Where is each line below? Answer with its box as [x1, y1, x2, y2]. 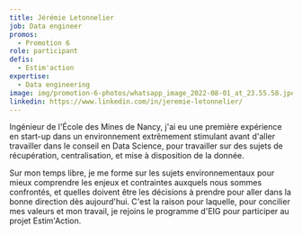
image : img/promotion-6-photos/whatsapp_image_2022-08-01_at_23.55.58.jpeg [9, 88, 299, 97]
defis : [9, 55, 34, 64]
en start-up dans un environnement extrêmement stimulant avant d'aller [9, 131, 276, 142]
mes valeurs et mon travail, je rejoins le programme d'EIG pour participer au [9, 206, 289, 217]
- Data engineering [17, 80, 91, 89]
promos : [9, 30, 39, 39]
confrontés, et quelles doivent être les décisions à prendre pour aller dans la [9, 186, 292, 198]
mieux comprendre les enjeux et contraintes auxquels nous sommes [9, 177, 262, 188]
